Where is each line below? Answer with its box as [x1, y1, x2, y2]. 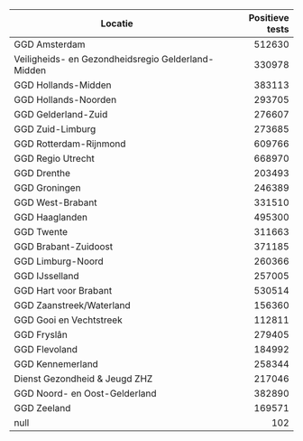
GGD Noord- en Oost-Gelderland [14, 388, 157, 399]
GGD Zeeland [14, 402, 71, 414]
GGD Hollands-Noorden [14, 94, 117, 106]
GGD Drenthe [14, 167, 70, 179]
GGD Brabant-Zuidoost [14, 240, 114, 252]
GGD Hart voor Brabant [14, 285, 113, 296]
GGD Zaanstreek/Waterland [14, 299, 131, 311]
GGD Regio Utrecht [14, 153, 95, 164]
